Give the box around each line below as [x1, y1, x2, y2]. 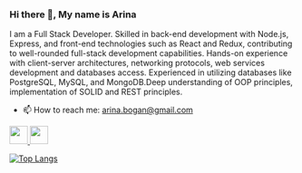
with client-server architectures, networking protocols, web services [9, 58, 266, 69]
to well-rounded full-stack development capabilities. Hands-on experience [9, 48, 288, 59]
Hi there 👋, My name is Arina [9, 8, 137, 21]
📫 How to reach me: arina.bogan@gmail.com [22, 104, 193, 116]
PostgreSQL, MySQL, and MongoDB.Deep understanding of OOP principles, [9, 77, 293, 88]
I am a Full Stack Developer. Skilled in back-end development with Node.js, [9, 29, 289, 40]
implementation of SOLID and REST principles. [9, 86, 183, 98]
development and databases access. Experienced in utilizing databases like [9, 67, 292, 78]
